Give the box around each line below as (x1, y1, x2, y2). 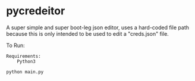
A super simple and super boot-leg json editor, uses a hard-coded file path (6, 24, 189, 31)
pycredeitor (6, 4, 65, 18)
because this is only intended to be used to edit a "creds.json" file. (6, 30, 169, 37)
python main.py (6, 68, 44, 75)
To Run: (6, 42, 25, 49)
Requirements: (6, 53, 42, 59)
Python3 (17, 58, 36, 64)
